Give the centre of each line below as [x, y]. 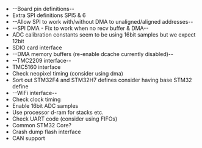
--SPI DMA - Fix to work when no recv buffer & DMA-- [80, 28]
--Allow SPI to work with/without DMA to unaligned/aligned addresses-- [103, 22]
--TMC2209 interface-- [41, 61]
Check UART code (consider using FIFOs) [65, 119]
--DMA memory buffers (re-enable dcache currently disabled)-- [93, 54]
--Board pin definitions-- [43, 9]
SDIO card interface [37, 48]
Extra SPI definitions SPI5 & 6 [49, 15]
